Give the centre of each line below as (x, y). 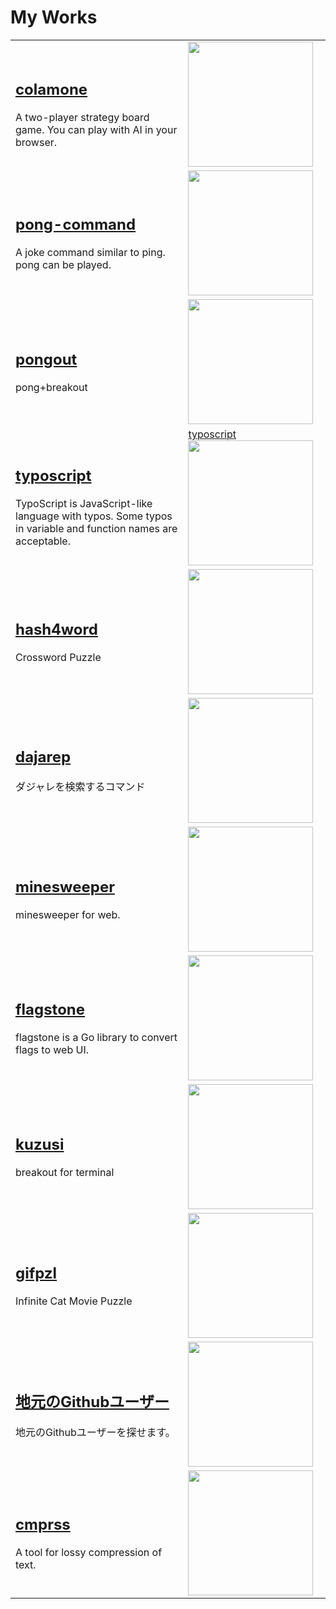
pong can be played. (63, 265)
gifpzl (36, 1273)
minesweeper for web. (68, 915)
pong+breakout (51, 388)
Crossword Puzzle (58, 658)
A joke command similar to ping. (90, 253)
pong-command (76, 225)
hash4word (56, 630)
